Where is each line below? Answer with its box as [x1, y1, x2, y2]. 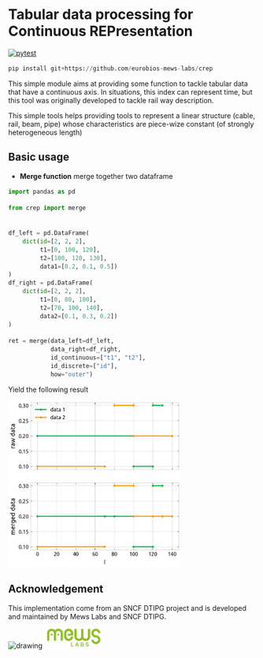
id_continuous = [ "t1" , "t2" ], [50, 354, 146, 362]
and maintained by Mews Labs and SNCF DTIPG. [8, 612, 167, 621]
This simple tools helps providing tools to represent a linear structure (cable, [8, 110, 256, 120]
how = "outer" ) [50, 370, 93, 378]
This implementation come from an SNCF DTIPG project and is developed [8, 603, 246, 612]
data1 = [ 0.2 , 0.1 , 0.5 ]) [39, 262, 118, 270]
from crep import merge [8, 204, 87, 212]
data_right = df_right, [50, 345, 122, 354]
